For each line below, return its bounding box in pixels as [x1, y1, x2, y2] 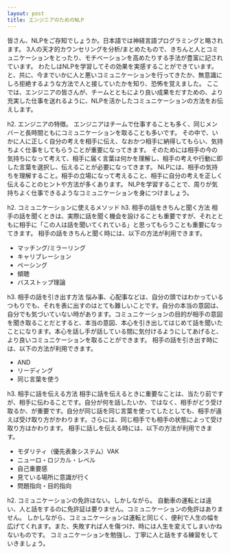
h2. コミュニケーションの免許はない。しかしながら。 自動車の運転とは [7, 496, 206, 504]
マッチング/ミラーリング [16, 244, 86, 252]
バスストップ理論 [16, 278, 66, 286]
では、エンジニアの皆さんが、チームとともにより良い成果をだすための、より [7, 87, 223, 96]
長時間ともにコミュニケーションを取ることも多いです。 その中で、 [25, 128, 213, 136]
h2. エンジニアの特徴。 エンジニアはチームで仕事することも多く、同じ [7, 120, 206, 128]
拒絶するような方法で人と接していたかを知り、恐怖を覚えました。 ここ [19, 79, 219, 87]
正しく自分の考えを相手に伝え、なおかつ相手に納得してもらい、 [30, 137, 211, 145]
